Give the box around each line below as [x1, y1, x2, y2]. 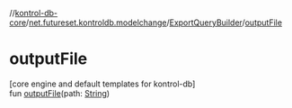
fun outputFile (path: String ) [9, 87, 111, 98]
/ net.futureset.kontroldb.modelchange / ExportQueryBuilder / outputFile [25, 17, 283, 28]
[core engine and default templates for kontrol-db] [9, 78, 196, 89]
